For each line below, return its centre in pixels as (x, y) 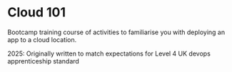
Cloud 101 (37, 12)
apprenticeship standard (44, 61)
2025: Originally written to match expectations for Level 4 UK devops (109, 53)
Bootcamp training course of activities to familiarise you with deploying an (116, 32)
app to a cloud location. (42, 39)
